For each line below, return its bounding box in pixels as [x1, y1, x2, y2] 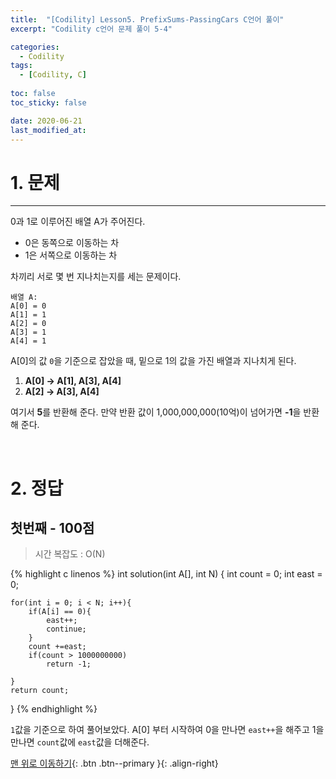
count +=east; [28, 642, 87, 652]
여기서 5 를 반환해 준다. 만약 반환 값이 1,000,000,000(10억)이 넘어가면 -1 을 [10, 406, 302, 418]
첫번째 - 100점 [10, 519, 95, 536]
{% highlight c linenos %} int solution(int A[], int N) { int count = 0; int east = [10, 568, 323, 580]
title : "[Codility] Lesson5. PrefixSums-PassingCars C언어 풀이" [10, 14, 285, 25]
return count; [10, 686, 70, 696]
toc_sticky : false [10, 97, 87, 108]
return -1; [46, 659, 92, 670]
